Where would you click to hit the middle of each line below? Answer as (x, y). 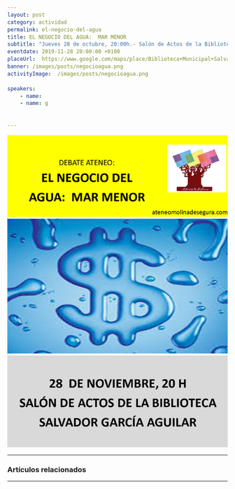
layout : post (26, 15)
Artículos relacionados (47, 469)
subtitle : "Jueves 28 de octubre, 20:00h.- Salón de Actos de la (104, 44)
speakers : (22, 88)
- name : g (34, 104)
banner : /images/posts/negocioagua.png (65, 66)
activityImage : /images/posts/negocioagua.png (78, 73)
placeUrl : (22, 59)
